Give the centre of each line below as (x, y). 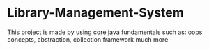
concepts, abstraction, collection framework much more (88, 39)
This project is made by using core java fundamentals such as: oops (105, 32)
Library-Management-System (96, 13)
